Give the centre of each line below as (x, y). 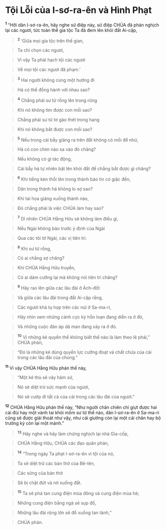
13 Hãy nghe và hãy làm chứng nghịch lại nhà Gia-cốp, (73, 433)
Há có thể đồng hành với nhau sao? (54, 90)
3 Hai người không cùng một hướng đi (56, 80)
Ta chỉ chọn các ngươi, (41, 50)
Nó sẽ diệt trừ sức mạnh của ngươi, (53, 387)
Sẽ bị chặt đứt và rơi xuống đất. (49, 483)
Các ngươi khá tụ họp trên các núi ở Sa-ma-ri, (64, 307)
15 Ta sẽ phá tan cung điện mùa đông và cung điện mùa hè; (78, 493)
